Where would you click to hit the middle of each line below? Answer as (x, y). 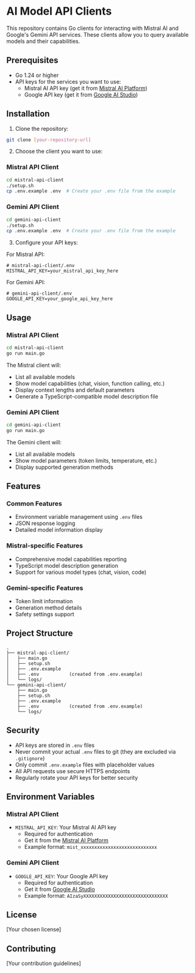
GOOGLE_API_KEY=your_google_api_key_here (60, 299)
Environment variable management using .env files (79, 517)
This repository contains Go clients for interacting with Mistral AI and (92, 28)
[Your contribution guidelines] (44, 963)
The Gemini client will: (34, 442)
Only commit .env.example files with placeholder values (85, 765)
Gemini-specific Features (45, 588)
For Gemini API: (26, 282)
